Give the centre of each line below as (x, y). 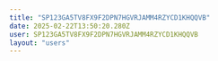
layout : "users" (39, 43)
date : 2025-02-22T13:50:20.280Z (70, 26)
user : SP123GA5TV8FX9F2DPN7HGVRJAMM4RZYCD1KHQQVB (104, 34)
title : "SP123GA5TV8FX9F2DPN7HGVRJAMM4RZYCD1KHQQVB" (110, 17)
